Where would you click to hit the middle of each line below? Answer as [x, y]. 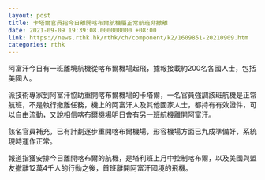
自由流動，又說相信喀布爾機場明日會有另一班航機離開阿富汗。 [115, 114]
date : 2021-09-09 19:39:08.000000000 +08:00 [82, 30]
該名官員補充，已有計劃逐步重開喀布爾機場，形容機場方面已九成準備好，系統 [132, 132]
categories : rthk [37, 45]
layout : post [30, 15]
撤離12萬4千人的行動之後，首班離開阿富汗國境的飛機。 [104, 168]
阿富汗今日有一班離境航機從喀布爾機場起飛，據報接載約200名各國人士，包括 [132, 69]
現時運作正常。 [32, 141]
